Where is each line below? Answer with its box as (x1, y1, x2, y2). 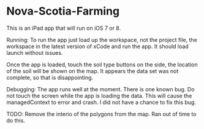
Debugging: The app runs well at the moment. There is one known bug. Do (6, 85, 195, 92)
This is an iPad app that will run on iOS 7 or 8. (6, 24, 121, 32)
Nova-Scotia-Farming (6, 4, 120, 18)
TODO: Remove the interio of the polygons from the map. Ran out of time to (6, 110, 197, 117)
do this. (6, 117, 26, 124)
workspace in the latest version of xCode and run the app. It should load (6, 43, 189, 50)
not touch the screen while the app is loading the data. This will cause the (6, 92, 192, 99)
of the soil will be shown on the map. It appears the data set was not (6, 67, 179, 74)
